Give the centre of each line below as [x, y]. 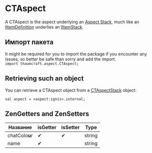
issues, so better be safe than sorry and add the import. [61, 59]
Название [20, 127]
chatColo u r [20, 136]
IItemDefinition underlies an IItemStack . [44, 27]
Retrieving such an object [44, 79]
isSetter [70, 127]
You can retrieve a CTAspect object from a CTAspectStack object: [71, 90]
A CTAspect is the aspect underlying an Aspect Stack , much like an [72, 22]
